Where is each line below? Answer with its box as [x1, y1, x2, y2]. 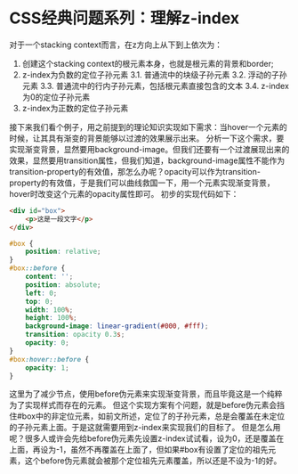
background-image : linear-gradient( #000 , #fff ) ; [25, 322, 209, 331]
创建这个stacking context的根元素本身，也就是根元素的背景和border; [21, 58, 274, 69]
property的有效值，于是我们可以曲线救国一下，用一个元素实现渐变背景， [9, 177, 275, 188]
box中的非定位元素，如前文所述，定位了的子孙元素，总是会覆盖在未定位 [21, 411, 286, 421]
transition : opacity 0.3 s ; [25, 331, 125, 339]
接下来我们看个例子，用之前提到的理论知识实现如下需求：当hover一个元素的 [9, 121, 287, 132]
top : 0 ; [25, 297, 53, 306]
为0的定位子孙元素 [21, 91, 91, 102]
